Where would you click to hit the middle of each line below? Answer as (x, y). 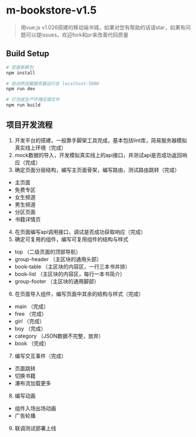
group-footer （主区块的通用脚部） (57, 281)
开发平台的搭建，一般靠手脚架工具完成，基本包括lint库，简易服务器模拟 (101, 140)
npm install (21, 73)
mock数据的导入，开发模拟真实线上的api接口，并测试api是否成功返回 (98, 155)
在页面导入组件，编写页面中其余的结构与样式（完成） (79, 293)
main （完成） (31, 306)
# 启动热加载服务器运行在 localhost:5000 (53, 83)
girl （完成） (30, 321)
